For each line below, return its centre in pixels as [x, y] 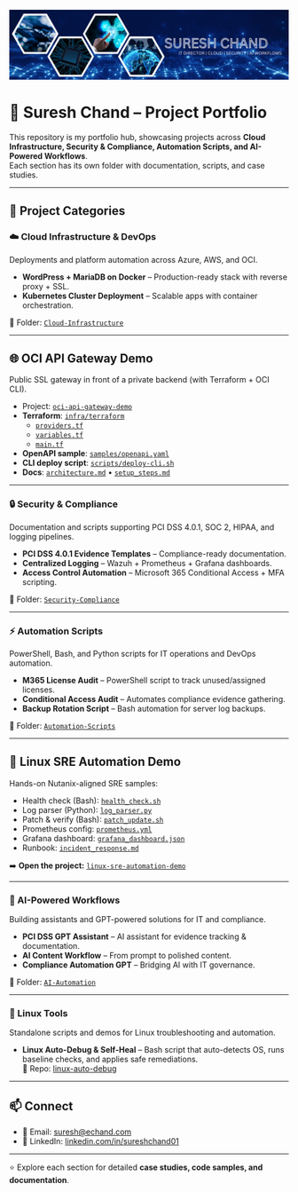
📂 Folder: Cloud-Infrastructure [67, 322]
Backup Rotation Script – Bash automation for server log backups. [144, 709]
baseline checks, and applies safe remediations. [110, 1059]
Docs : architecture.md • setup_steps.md [96, 472]
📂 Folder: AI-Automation [52, 983]
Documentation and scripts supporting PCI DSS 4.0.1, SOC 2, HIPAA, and [142, 527]
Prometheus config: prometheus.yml [87, 829]
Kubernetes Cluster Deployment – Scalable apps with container [140, 296]
